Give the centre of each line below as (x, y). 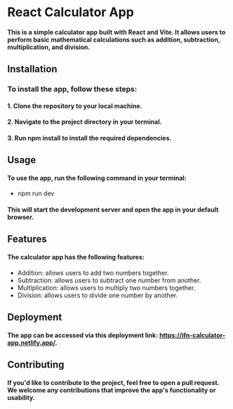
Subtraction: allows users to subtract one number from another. (109, 280)
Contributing (36, 365)
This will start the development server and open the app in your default (113, 210)
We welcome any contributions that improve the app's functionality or (112, 390)
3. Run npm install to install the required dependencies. (89, 138)
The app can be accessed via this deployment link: (83, 335)
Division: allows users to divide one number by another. (98, 295)
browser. (21, 217)
